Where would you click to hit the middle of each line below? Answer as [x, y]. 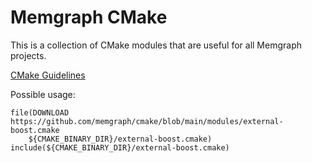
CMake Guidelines [48, 75]
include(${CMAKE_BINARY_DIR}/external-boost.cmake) [120, 147]
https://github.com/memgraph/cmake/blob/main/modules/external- [147, 121]
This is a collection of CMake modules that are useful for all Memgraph [156, 45]
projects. [28, 55]
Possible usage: [43, 94]
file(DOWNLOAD [40, 112]
